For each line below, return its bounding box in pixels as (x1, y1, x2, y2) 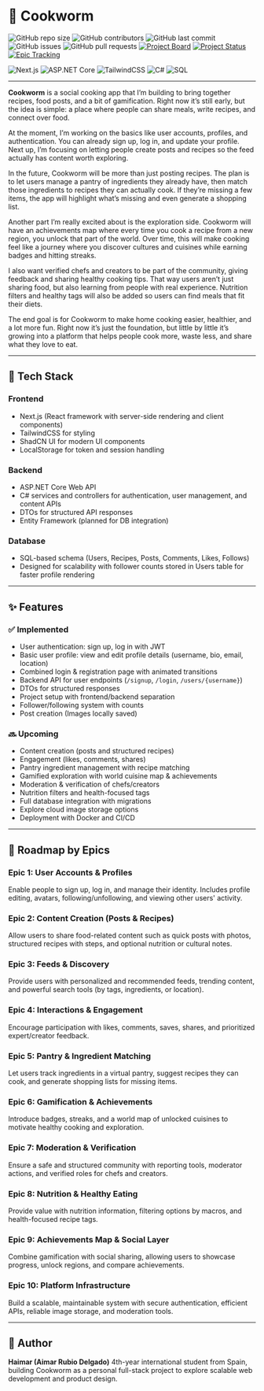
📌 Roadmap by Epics (8, 843, 110, 856)
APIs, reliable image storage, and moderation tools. (8, 1306, 174, 1315)
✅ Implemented (8, 623, 69, 634)
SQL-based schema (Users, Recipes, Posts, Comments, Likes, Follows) (19, 553, 250, 563)
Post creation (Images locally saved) (19, 708, 137, 718)
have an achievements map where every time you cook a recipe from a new (8, 225, 254, 235)
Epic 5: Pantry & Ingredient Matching (8, 1050, 152, 1061)
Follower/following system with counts (19, 700, 144, 709)
